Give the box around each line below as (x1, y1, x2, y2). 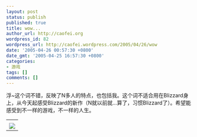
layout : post (6, 8, 38, 15)
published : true (6, 20, 46, 26)
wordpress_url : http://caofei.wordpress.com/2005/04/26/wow (6, 42, 158, 48)
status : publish (6, 14, 46, 20)
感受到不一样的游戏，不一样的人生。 (6, 107, 95, 114)
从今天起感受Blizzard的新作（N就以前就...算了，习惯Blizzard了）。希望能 (16, 99, 191, 107)
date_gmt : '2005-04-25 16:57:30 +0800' (6, 53, 105, 59)
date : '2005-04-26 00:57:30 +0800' (6, 47, 94, 53)
